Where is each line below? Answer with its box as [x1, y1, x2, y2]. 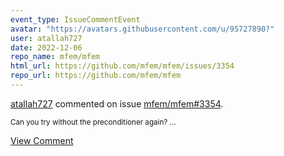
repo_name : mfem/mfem [10, 52, 101, 62]
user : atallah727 [10, 33, 83, 43]
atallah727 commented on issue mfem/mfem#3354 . [10, 97, 224, 110]
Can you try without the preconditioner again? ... [10, 117, 177, 127]
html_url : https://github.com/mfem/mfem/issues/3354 [10, 61, 235, 71]
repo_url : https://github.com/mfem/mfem [10, 71, 182, 81]
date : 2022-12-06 [10, 42, 83, 53]
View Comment [10, 134, 74, 146]
